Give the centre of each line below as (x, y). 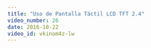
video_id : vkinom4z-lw (41, 34)
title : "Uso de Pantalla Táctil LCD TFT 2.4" (76, 14)
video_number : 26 (33, 20)
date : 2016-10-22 (33, 27)
